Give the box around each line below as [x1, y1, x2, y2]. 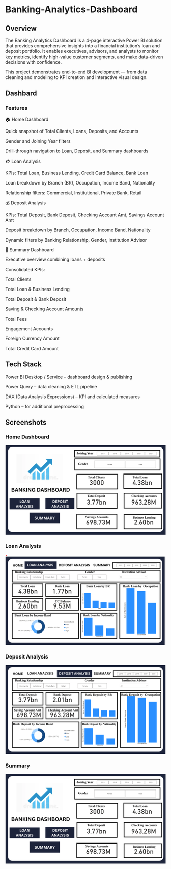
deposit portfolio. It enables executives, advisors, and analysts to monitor [5, 48, 159, 54]
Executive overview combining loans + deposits [5, 256, 105, 262]
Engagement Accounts [5, 325, 53, 332]
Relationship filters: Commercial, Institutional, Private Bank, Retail [5, 190, 142, 196]
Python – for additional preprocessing [5, 403, 84, 409]
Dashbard [5, 89, 37, 98]
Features [5, 104, 28, 112]
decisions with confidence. [5, 59, 62, 65]
